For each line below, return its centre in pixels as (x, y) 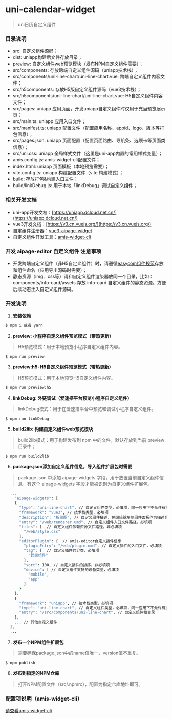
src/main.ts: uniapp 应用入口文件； (49, 121)
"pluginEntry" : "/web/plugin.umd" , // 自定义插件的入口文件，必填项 (93, 546)
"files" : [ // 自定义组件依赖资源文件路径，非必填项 (70, 527)
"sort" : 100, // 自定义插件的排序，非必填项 (67, 565)
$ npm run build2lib (27, 456)
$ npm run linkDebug (27, 419)
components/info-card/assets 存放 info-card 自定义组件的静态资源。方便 (89, 282)
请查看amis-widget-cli (29, 710)
